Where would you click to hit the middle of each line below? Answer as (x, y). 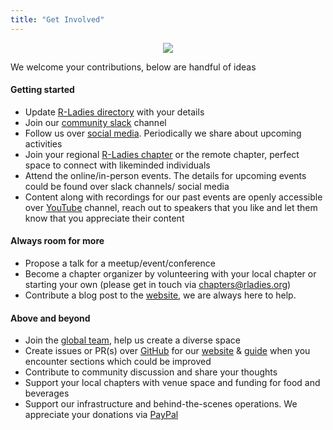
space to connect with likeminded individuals (117, 165)
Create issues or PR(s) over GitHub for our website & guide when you (167, 351)
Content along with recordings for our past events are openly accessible (173, 197)
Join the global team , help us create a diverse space (132, 340)
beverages (47, 393)
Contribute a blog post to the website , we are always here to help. (160, 295)
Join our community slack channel (95, 122)
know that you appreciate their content (104, 218)
